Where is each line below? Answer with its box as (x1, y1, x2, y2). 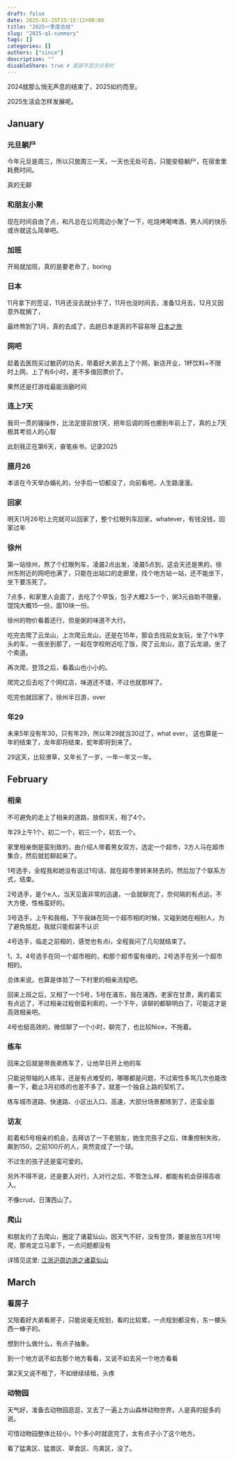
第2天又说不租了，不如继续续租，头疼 (7, 1369, 115, 1377)
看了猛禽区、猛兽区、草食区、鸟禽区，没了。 (7, 1444, 136, 1452)
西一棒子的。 (7, 1325, 44, 1333)
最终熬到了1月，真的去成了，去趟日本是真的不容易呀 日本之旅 (7, 322, 182, 331)
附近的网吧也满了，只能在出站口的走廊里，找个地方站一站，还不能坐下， (19, 569, 227, 577)
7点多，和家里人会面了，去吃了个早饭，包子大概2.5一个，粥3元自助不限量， (7, 592, 225, 601)
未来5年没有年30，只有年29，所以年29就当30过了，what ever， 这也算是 (7, 729, 218, 737)
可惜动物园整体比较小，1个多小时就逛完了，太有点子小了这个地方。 (7, 1429, 199, 1437)
